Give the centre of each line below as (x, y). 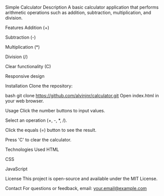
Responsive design (25, 76)
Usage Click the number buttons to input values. (55, 111)
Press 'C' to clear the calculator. (38, 140)
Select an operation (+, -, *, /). (36, 120)
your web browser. (25, 101)
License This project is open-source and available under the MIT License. (81, 178)
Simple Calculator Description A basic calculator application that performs (82, 7)
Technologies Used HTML (32, 149)
